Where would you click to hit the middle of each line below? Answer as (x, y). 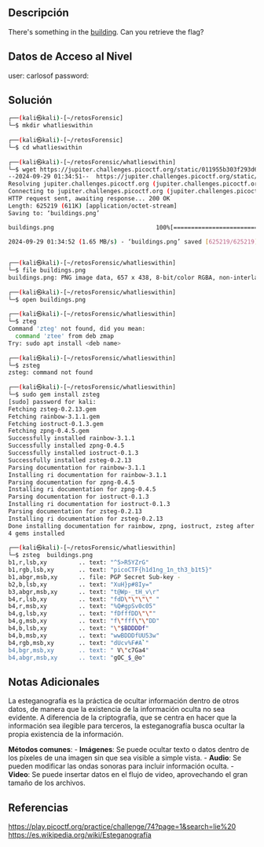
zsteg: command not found (50, 372)
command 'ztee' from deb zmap (64, 336)
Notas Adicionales (54, 682)
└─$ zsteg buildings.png (50, 555)
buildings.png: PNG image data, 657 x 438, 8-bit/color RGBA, (112, 278)
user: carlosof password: (48, 75)
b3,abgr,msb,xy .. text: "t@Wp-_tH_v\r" (84, 592)
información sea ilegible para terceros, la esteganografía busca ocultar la (126, 726)
